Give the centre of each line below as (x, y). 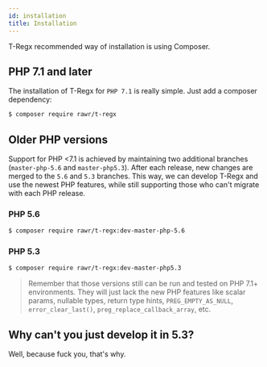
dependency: (30, 100)
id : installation (37, 16)
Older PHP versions (58, 139)
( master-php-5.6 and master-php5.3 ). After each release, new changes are (131, 167)
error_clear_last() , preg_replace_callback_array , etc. (119, 309)
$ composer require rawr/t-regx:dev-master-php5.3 (95, 268)
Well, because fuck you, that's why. (67, 354)
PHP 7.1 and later (50, 71)
